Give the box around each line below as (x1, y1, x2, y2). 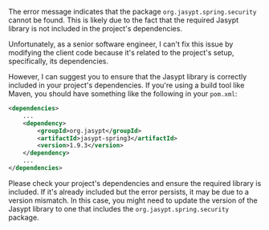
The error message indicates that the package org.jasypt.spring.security (8, 7, 257, 16)
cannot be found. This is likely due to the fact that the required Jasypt (8, 15, 239, 25)
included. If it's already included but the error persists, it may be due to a (8, 187, 249, 196)
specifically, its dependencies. (8, 56, 109, 66)
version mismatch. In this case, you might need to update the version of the (8, 196, 259, 205)
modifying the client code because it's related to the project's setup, (8, 48, 234, 57)
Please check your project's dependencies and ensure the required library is (8, 178, 262, 188)
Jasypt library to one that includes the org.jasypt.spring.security (8, 204, 230, 213)
